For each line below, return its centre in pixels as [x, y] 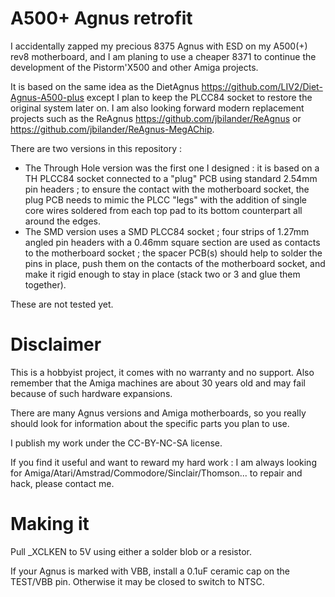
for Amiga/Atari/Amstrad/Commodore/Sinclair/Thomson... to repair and [156, 473]
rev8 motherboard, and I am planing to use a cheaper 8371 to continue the [163, 56]
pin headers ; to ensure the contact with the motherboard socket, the [167, 189]
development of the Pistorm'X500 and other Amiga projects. [134, 67]
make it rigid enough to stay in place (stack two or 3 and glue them [162, 274]
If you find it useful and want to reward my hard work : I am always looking [163, 462]
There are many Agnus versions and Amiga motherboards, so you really [158, 413]
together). [45, 284]
